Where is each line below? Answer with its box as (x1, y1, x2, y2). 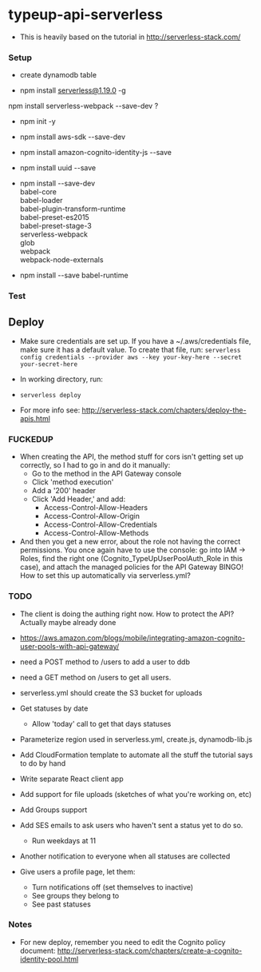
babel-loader (19, 196, 63, 205)
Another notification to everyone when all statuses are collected (19, 851, 231, 861)
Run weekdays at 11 (31, 835, 97, 845)
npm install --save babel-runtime (19, 270, 129, 281)
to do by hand (19, 758, 66, 768)
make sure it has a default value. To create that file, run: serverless (19, 345, 241, 354)
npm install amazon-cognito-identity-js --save (19, 148, 172, 157)
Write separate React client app (19, 774, 124, 783)
